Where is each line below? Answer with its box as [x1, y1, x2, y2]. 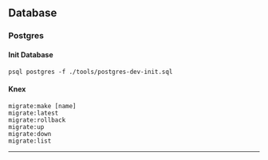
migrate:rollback [8, 115, 66, 124]
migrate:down [8, 130, 52, 138]
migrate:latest [8, 109, 59, 117]
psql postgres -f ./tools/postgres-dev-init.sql [8, 68, 173, 76]
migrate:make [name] [8, 102, 77, 110]
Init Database [8, 49, 53, 59]
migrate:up [8, 123, 45, 131]
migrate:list [8, 137, 52, 145]
